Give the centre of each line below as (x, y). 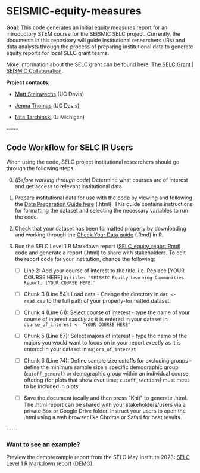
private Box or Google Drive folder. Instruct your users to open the (105, 411)
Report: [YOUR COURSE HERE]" (60, 283)
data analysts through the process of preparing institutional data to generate (100, 47)
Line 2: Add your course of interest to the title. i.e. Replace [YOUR (104, 271)
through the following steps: (41, 168)
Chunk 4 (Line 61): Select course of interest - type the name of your (107, 312)
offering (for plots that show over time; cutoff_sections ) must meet (106, 380)
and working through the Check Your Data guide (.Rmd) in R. (89, 235)
